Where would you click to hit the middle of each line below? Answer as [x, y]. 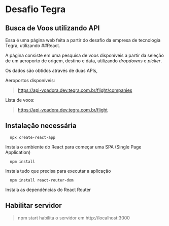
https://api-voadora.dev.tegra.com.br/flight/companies [75, 90]
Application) [18, 152]
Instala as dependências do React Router [48, 190]
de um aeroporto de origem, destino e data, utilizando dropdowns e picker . [84, 61]
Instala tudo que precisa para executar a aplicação [58, 171]
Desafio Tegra [36, 9]
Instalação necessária [41, 126]
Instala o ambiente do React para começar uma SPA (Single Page [73, 147]
